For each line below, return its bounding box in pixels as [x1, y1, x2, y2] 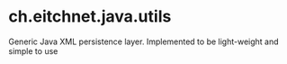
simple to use [8, 45, 58, 56]
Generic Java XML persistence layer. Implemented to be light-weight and [8, 36, 280, 47]
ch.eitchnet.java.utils [8, 6, 172, 27]
